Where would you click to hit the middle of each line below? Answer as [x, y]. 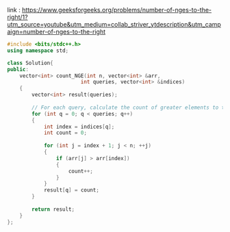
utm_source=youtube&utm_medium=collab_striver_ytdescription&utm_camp [114, 24]
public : [18, 69]
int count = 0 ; [65, 133]
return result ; [53, 209]
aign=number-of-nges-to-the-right [56, 31]
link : [14, 10]
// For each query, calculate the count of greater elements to [125, 107]
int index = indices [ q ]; [79, 127]
